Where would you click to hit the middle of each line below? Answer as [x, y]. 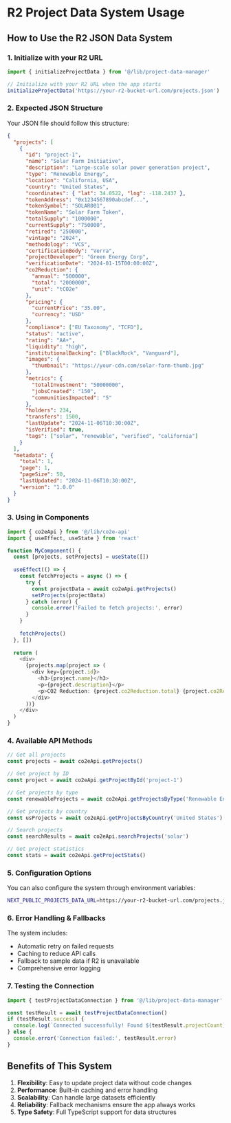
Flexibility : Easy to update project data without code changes [104, 1082]
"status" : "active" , [55, 334]
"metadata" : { [33, 455]
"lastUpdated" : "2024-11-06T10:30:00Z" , [78, 481]
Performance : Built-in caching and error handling [87, 1090]
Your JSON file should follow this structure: [68, 123]
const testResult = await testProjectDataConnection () [87, 1013]
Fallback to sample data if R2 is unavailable [78, 961]
